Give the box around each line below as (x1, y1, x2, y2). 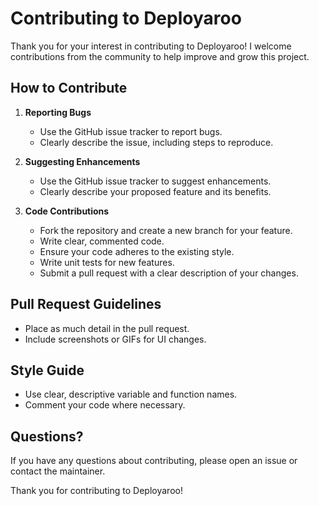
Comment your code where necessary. (24, 399, 186, 411)
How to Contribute (10, 80, 128, 97)
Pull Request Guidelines (10, 296, 162, 313)
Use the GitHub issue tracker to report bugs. (39, 125, 223, 137)
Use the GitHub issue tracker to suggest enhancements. (39, 175, 272, 187)
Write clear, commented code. (39, 235, 165, 247)
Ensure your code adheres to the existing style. (39, 245, 235, 257)
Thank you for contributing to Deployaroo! (10, 485, 183, 497)
